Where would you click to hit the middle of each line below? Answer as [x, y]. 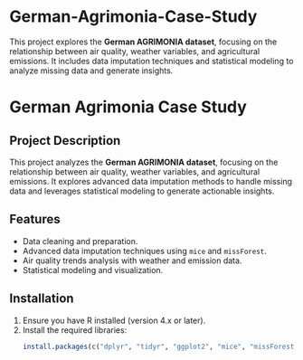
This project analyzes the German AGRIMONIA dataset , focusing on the [144, 162]
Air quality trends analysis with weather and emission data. [132, 261]
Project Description [65, 141]
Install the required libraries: [75, 330]
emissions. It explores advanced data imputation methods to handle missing [151, 181]
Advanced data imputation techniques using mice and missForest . [144, 251]
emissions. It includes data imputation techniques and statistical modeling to [151, 61]
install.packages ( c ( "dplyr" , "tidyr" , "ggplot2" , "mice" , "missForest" [160, 346]
